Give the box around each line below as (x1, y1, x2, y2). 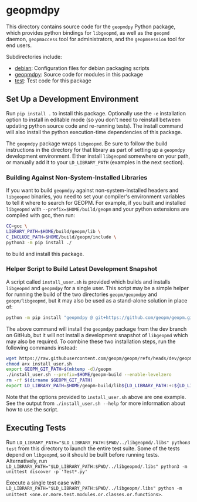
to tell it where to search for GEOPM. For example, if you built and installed (6, 200, 186, 207)
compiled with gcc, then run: (6, 212, 75, 219)
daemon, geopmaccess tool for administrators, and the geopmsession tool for (6, 35, 185, 42)
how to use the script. (6, 405, 59, 413)
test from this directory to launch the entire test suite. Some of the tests (6, 445, 180, 452)
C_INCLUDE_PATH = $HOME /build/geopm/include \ (6, 234, 117, 240)
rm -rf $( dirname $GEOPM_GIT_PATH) (6, 377, 93, 383)
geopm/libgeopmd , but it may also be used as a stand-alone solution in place (6, 297, 188, 304)
